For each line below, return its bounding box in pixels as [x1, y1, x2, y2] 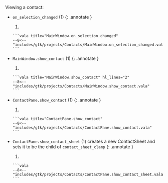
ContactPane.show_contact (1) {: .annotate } [12, 97, 101, 103]
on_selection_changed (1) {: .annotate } [12, 14, 92, 20]
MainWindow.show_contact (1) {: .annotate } [12, 55, 99, 61]
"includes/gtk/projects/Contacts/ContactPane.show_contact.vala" [12, 125, 152, 130]
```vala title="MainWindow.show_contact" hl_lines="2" [12, 75, 130, 80]
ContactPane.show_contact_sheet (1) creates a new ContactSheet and [12, 138, 155, 144]
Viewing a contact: [5, 5, 44, 10]
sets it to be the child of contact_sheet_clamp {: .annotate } [12, 144, 134, 150]
